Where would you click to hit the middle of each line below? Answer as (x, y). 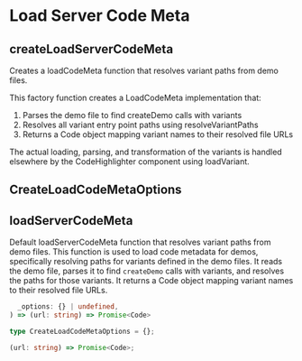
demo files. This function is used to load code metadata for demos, (134, 252)
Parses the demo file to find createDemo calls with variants (132, 115)
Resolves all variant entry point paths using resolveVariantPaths (140, 125)
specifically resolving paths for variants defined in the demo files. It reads (146, 262)
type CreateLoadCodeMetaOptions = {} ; (82, 331)
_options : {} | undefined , (68, 307)
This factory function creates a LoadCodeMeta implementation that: (135, 97)
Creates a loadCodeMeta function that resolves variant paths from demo (144, 70)
